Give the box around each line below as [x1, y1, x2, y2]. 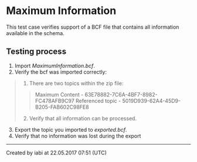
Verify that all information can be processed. [29, 115, 137, 122]
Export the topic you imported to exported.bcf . [14, 126, 127, 133]
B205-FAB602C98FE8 [35, 104, 89, 111]
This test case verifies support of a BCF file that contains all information [6, 23, 179, 30]
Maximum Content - [35, 91, 84, 98]
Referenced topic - [75, 97, 121, 104]
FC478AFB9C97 [35, 97, 74, 104]
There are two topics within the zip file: [29, 80, 124, 87]
